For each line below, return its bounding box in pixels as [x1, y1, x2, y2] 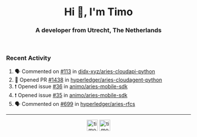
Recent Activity [6, 54, 52, 62]
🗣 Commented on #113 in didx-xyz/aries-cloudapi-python [14, 67, 155, 75]
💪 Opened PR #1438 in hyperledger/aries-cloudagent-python [14, 76, 162, 83]
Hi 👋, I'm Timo [64, 5, 133, 19]
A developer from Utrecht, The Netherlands [35, 26, 162, 35]
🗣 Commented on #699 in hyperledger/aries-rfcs [14, 100, 135, 107]
